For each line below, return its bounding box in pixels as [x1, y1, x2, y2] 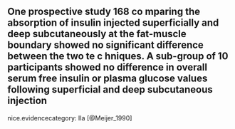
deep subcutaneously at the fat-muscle [7, 28, 187, 40]
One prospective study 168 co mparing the [7, 6, 201, 18]
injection [7, 95, 48, 107]
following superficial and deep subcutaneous [7, 83, 214, 96]
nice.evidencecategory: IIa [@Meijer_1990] [7, 113, 132, 122]
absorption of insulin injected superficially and [7, 17, 219, 29]
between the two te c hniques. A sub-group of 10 [7, 50, 229, 63]
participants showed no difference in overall [7, 61, 208, 73]
